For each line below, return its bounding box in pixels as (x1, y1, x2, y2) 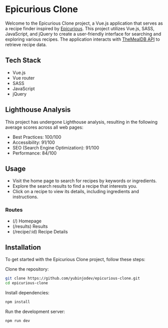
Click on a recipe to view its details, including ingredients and (12, 189, 139, 195)
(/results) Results (12, 223, 48, 229)
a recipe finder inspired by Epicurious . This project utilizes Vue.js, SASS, (5, 25, 154, 31)
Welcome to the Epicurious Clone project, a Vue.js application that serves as (5, 20, 163, 26)
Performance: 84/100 (12, 150, 57, 156)
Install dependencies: (5, 290, 50, 296)
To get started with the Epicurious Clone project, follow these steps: (5, 257, 145, 263)
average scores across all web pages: (5, 124, 84, 130)
